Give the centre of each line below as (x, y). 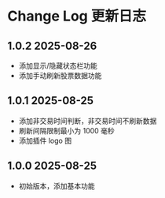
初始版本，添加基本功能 (57, 185)
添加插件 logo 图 (45, 140)
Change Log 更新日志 (77, 16)
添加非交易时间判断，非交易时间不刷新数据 (88, 121)
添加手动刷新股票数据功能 (60, 75)
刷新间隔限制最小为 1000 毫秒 (66, 130)
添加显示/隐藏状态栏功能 (58, 65)
